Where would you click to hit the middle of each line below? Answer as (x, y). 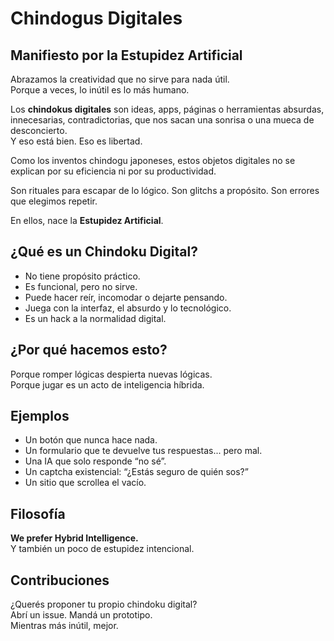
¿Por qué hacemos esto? (89, 350)
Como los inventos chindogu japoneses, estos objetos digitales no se (153, 160)
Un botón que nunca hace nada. (91, 440)
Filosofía (38, 513)
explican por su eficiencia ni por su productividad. (113, 171)
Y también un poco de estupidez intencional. (102, 549)
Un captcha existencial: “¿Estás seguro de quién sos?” (136, 472)
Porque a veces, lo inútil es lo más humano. (100, 90)
